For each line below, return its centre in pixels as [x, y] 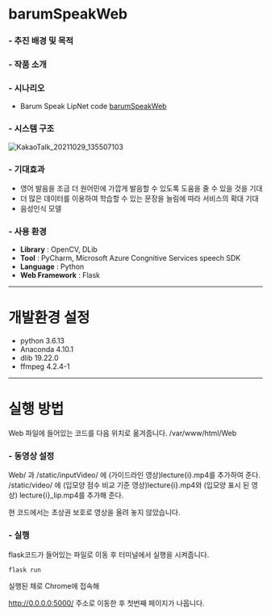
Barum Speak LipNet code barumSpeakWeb [93, 107]
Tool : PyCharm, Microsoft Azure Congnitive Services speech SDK [130, 258]
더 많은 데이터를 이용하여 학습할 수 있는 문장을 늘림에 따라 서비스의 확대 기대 [140, 198]
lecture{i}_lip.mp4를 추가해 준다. [71, 495]
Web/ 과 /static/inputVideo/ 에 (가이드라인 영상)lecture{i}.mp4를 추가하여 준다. [134, 475]
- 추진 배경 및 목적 [41, 41]
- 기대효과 [27, 169]
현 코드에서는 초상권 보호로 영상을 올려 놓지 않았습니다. [94, 513]
